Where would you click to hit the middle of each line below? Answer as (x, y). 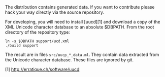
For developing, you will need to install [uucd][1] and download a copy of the (83, 22)
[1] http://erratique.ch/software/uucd (42, 69)
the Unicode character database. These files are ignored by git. (69, 60)
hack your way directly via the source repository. (55, 12)
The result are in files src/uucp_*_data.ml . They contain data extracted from (82, 54)
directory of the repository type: (38, 32)
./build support (22, 46)
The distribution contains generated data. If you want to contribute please (80, 7)
